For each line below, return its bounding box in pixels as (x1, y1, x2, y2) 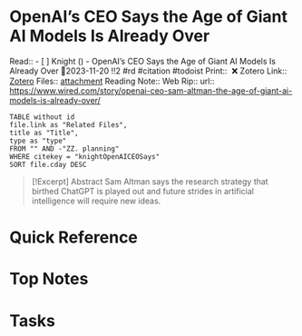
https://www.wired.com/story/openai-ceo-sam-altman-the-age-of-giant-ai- (9, 84, 293, 96)
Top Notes (9, 269, 89, 290)
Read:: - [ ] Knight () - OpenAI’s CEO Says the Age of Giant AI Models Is (9, 55, 277, 66)
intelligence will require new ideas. (31, 195, 161, 206)
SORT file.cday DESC (9, 160, 88, 169)
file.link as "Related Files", (9, 120, 128, 129)
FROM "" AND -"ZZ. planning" (9, 143, 120, 153)
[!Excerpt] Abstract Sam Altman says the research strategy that (31, 175, 269, 187)
